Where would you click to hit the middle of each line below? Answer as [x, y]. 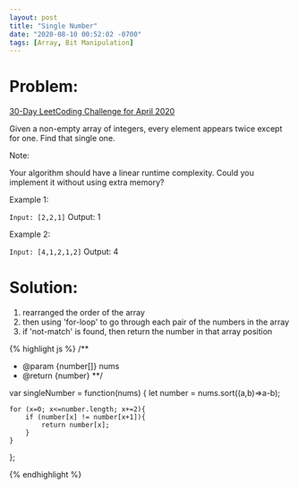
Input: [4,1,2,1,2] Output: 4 [64, 252]
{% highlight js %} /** [49, 349]
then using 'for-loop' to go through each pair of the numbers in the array [156, 322]
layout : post [34, 17]
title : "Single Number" [54, 26]
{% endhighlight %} [46, 475]
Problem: [44, 87]
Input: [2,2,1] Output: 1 [55, 217]
